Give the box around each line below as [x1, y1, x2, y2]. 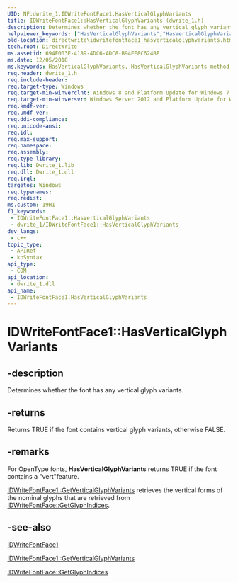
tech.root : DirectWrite [7, 43, 78, 50]
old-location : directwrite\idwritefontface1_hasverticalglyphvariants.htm [7, 37, 233, 44]
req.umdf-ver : [7, 109, 50, 116]
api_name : [7, 287, 37, 294]
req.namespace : [7, 142, 52, 149]
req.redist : [7, 195, 42, 202]
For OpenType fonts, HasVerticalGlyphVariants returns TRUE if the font [7, 465, 217, 473]
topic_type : [7, 241, 42, 248]
